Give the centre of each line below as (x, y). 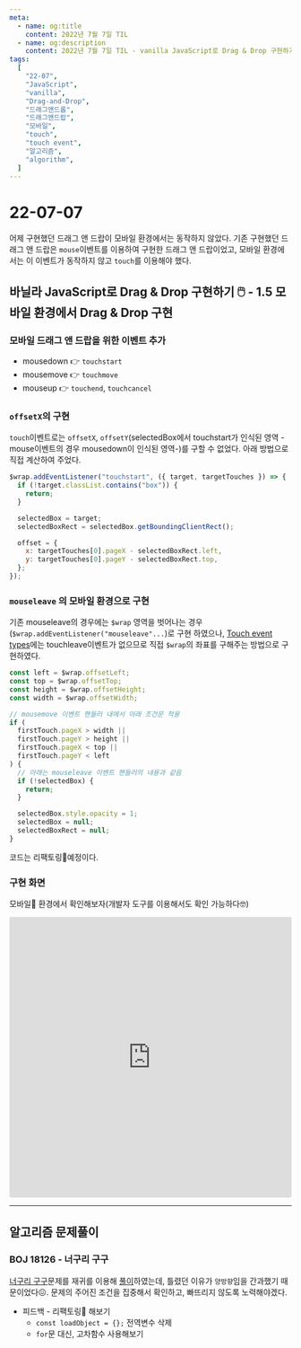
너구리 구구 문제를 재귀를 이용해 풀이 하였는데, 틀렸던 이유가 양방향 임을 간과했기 (144, 1281)
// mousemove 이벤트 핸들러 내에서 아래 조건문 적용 (95, 714)
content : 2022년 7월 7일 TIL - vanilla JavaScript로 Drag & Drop (146, 51)
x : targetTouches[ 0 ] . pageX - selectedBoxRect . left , (124, 551)
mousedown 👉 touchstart (72, 361)
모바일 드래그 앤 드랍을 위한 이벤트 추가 (88, 340)
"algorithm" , (50, 159)
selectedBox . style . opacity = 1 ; (78, 814)
